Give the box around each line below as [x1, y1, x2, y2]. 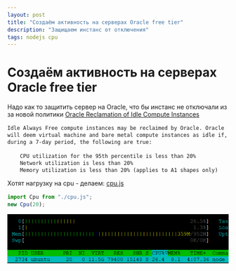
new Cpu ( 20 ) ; [7, 201, 46, 209]
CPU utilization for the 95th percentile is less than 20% [20, 153, 197, 160]
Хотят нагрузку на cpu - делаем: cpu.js [7, 179, 124, 187]
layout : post [7, 11, 46, 18]
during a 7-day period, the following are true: [7, 139, 152, 146]
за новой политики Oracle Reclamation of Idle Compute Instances [7, 110, 200, 119]
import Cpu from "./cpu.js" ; [7, 194, 93, 201]
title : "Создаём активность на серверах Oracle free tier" [7, 18, 184, 26]
